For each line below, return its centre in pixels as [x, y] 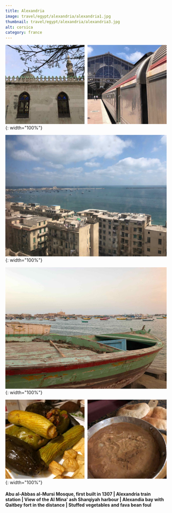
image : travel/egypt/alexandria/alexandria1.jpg [58, 16]
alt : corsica [19, 27]
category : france [24, 33]
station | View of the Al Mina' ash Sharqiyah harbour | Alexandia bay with [85, 500]
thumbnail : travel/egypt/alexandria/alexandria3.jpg [63, 22]
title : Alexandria [25, 11]
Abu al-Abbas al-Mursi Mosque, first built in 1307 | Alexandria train [78, 494]
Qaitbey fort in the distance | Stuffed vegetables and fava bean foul [78, 505]
